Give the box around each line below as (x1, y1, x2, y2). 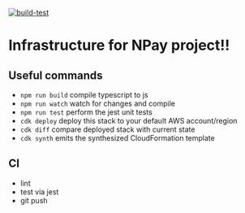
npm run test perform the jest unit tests (19, 107, 153, 117)
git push (19, 195, 48, 205)
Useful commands (8, 68, 103, 82)
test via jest (19, 187, 59, 197)
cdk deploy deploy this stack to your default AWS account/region (19, 116, 238, 125)
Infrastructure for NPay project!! (8, 37, 230, 54)
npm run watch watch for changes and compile (19, 98, 176, 108)
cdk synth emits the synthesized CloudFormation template (19, 133, 215, 142)
